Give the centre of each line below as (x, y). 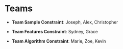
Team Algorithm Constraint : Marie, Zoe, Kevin (59, 41)
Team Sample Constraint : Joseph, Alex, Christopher (65, 22)
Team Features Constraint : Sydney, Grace (55, 31)
